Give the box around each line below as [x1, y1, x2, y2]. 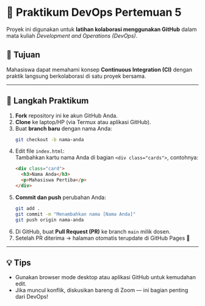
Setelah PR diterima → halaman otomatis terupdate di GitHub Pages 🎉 [15, 234, 190, 242]
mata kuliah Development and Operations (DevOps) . [6, 32, 138, 39]
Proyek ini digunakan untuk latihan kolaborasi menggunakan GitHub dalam [6, 26, 197, 33]
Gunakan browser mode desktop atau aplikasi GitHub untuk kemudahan [15, 274, 196, 281]
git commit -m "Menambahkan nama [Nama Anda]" [15, 211, 136, 217]
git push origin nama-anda [15, 217, 84, 223]
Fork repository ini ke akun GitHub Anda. [15, 112, 118, 119]
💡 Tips [6, 257, 32, 268]
